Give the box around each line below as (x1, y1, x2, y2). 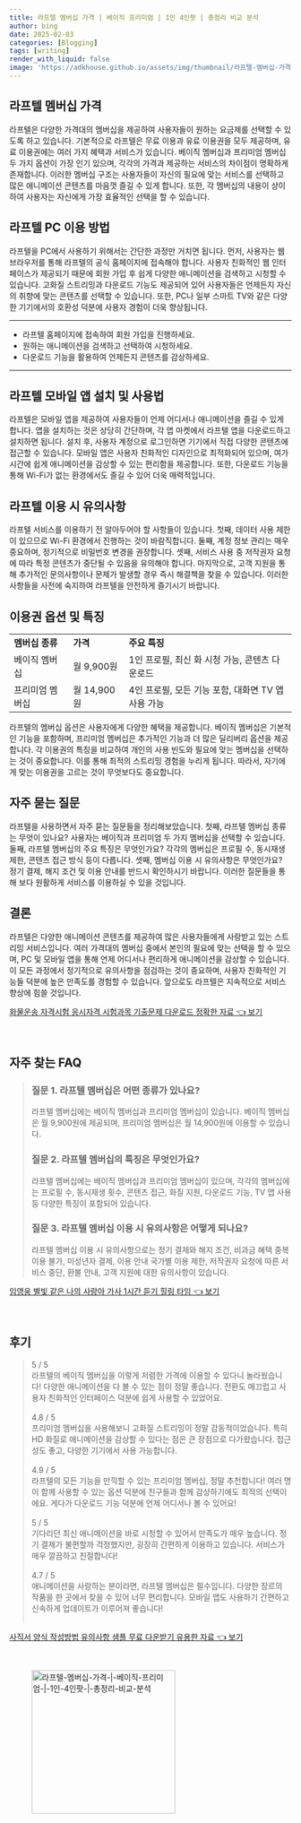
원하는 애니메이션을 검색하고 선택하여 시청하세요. (21, 340, 193, 350)
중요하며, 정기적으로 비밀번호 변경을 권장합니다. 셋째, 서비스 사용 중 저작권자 (9, 547, 275, 557)
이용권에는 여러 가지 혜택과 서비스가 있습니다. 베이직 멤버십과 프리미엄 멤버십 (18, 146, 287, 157)
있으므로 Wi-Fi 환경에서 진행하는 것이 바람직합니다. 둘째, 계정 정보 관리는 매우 (18, 535, 289, 547)
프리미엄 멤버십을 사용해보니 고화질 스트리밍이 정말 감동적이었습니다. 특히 (30, 1422, 288, 1433)
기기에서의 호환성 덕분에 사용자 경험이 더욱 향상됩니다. (18, 301, 208, 312)
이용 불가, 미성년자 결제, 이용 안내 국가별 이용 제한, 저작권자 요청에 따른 (30, 1256, 279, 1266)
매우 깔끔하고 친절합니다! (30, 1550, 118, 1560)
